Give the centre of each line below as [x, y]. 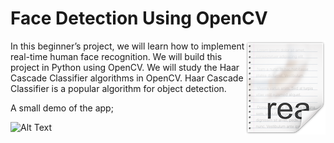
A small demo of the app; [62, 108]
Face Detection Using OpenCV [139, 18]
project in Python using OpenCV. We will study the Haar [125, 67]
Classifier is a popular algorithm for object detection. [118, 88]
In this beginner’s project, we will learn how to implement [127, 46]
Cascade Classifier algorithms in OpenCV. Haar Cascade [127, 78]
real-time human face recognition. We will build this [116, 56]
